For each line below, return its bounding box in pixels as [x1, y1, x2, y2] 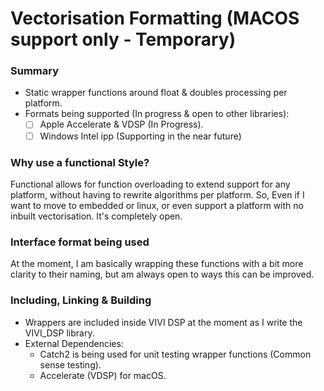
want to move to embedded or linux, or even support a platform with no [10, 199, 304, 211]
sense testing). [39, 358, 102, 371]
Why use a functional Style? [10, 155, 150, 169]
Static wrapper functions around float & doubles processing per [24, 87, 288, 99]
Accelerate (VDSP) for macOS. [39, 369, 167, 381]
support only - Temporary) [10, 28, 237, 51]
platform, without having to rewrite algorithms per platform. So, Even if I [10, 188, 305, 201]
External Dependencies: [24, 337, 124, 349]
